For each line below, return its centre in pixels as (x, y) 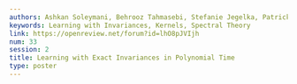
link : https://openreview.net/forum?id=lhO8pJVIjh (104, 33)
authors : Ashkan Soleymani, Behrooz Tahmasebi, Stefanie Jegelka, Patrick (150, 17)
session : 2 (29, 50)
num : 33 (23, 42)
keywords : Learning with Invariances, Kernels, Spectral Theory (130, 25)
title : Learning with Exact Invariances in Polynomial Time (122, 58)
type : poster (33, 66)
